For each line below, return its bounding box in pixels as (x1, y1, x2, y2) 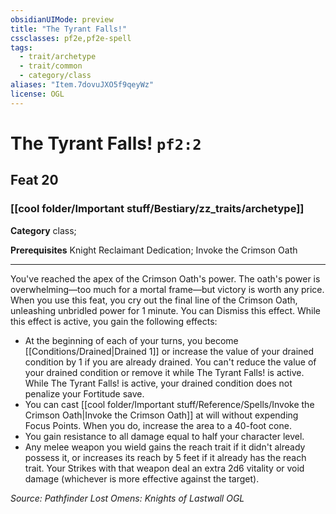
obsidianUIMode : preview (10, 14, 114, 25)
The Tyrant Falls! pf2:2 (10, 132, 202, 155)
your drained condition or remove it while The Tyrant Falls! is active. (24, 366, 305, 378)
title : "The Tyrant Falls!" (10, 24, 128, 34)
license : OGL (10, 89, 65, 99)
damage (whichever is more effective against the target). (24, 472, 260, 485)
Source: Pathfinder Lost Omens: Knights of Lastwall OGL (10, 492, 245, 504)
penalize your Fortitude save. (24, 387, 145, 400)
